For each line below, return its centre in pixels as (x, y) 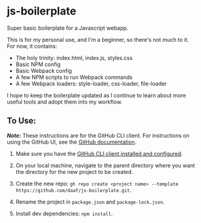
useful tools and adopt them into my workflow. (65, 102)
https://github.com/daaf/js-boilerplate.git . (74, 190)
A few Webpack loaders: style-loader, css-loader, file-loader (91, 84)
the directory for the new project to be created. (74, 171)
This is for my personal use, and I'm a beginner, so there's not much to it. (98, 39)
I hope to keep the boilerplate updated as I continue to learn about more (97, 95)
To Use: (21, 121)
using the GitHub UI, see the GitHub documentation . (72, 142)
